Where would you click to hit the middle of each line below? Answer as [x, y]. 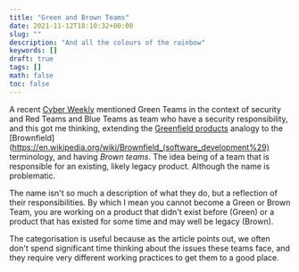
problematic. [33, 176]
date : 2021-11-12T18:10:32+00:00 [71, 26]
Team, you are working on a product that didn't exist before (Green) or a [142, 211]
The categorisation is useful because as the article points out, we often [140, 238]
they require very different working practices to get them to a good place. [144, 257]
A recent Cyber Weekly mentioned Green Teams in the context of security [145, 109]
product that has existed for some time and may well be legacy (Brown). [141, 221]
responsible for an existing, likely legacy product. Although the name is [140, 166]
